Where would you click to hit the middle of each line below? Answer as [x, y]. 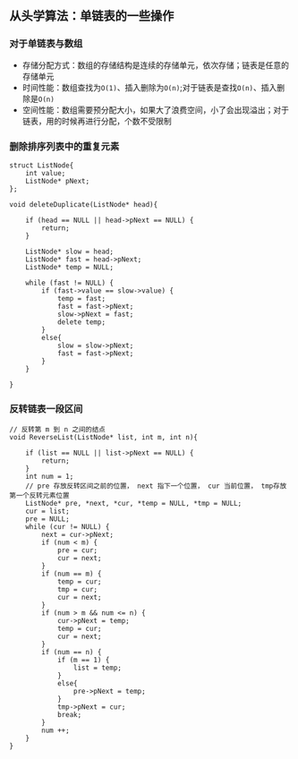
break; [69, 715]
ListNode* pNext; [58, 181]
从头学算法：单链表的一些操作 [92, 16]
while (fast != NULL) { [70, 283]
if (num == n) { [72, 652]
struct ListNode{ [42, 165]
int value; [46, 173]
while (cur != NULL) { [68, 527]
